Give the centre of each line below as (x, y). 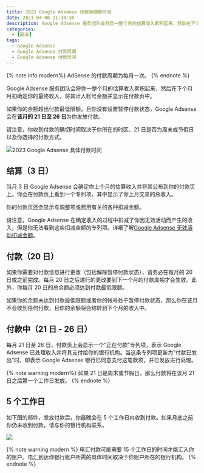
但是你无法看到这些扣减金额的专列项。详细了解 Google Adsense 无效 (102, 228)
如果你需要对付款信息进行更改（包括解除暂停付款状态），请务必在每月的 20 (100, 272)
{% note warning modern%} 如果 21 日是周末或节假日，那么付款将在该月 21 (100, 373)
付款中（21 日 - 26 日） (49, 329)
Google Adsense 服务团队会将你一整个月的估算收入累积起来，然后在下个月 (100, 88)
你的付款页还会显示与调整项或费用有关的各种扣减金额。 (75, 207)
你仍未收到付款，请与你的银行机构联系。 (57, 425)
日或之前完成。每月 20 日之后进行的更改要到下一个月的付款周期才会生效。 (99, 280)
